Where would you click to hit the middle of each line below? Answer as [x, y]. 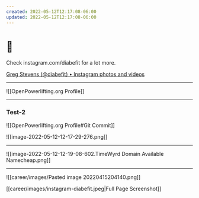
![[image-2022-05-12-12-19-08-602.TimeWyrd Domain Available [85, 154]
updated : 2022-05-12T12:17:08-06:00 [51, 17]
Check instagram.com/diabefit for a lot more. [61, 63]
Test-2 [16, 112]
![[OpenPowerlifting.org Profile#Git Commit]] [61, 125]
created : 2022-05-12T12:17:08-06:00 [51, 12]
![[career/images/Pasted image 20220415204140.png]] [73, 177]
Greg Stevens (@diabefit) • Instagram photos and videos [76, 74]
